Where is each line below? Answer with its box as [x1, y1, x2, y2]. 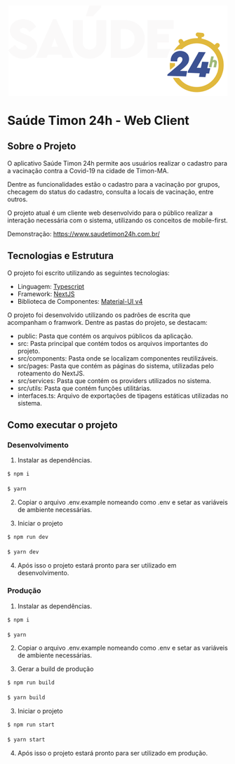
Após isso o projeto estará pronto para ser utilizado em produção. [17, 749, 208, 757]
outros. [7, 195, 28, 203]
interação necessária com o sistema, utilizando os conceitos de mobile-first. [7, 216, 228, 224]
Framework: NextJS [17, 290, 75, 298]
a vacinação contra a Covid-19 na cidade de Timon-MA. [7, 166, 169, 175]
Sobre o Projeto [7, 140, 76, 152]
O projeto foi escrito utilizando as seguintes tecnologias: [7, 269, 170, 277]
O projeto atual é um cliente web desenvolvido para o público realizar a [7, 208, 213, 217]
